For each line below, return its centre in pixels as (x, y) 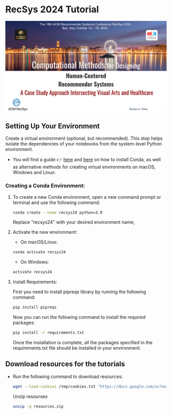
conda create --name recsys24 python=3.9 (58, 212)
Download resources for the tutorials (65, 364)
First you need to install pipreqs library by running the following (79, 292)
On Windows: (35, 262)
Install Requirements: (35, 282)
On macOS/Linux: (39, 242)
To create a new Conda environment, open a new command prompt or (87, 197)
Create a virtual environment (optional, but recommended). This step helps (84, 138)
